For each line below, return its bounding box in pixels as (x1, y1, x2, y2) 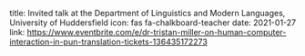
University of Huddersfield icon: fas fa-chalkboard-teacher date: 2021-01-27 (9, 17, 297, 28)
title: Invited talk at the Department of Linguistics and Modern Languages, (9, 8, 286, 18)
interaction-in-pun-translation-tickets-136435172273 (9, 36, 208, 47)
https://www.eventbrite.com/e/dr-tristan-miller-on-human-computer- (26, 27, 287, 37)
